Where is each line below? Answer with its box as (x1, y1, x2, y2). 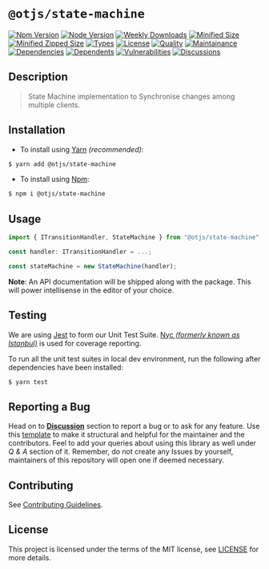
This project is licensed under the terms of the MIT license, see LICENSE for (8, 544, 259, 554)
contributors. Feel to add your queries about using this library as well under (8, 438, 256, 448)
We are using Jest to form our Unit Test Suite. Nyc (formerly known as (8, 329, 240, 339)
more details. (8, 552, 52, 563)
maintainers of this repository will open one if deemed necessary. (8, 455, 224, 465)
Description (8, 71, 68, 84)
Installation (8, 123, 66, 137)
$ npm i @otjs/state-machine (8, 190, 106, 198)
